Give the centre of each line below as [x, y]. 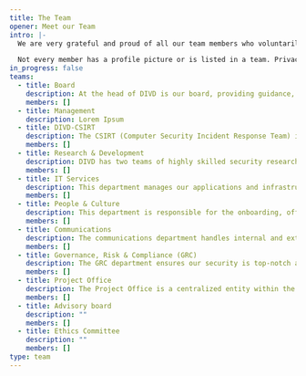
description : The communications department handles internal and [154, 238]
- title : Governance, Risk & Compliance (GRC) [107, 255]
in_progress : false [46, 68]
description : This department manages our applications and [142, 187]
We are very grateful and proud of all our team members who [136, 43]
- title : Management [56, 110]
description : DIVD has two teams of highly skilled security [144, 162]
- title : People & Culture [69, 204]
